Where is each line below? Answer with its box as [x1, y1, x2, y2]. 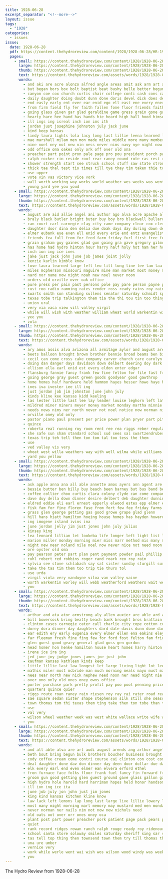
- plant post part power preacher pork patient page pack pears [23, 817, 160, 822]
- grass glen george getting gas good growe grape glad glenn [23, 510, 155, 515]
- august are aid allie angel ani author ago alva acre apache [23, 212, 157, 217]
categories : [5, 31, 30, 36]
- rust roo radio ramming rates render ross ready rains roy [23, 286, 153, 292]
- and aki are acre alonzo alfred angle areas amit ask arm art [23, 82, 160, 87]
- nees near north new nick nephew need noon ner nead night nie [23, 673, 162, 678]
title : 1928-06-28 [5, 7, 43, 13]
